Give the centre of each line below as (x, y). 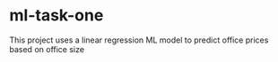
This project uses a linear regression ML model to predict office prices (139, 40)
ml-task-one (56, 15)
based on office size (47, 49)
